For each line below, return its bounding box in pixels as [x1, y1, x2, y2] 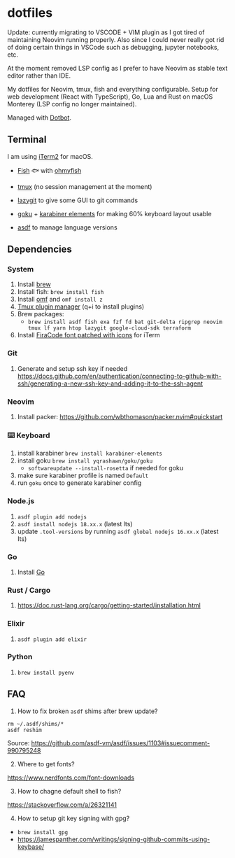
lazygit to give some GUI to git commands [17, 196, 138, 204]
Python [7, 652, 33, 662]
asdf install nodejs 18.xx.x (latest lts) [17, 519, 133, 528]
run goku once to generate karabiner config [17, 479, 142, 487]
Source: [7, 738, 30, 747]
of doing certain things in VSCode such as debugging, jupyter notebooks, [7, 43, 220, 51]
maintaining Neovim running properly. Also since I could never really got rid [7, 35, 225, 43]
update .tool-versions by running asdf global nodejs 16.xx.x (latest [17, 527, 219, 535]
